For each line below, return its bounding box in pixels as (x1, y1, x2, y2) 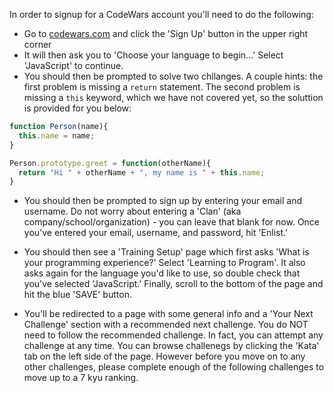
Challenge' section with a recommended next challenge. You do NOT (23, 319, 309, 331)
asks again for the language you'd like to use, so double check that (23, 267, 301, 279)
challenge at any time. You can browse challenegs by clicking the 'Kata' (23, 340, 320, 352)
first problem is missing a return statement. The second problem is (23, 81, 301, 93)
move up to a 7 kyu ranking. (23, 372, 139, 384)
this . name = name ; (18, 130, 96, 141)
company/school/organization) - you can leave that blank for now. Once (23, 216, 321, 228)
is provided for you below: (23, 102, 132, 114)
